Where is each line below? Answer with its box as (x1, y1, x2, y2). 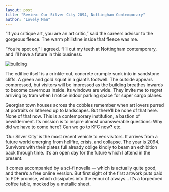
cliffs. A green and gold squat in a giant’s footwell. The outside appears (5, 76, 153, 83)
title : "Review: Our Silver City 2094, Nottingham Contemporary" (5, 12, 145, 17)
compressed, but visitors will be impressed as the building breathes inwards (5, 82, 163, 88)
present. (5, 155, 23, 161)
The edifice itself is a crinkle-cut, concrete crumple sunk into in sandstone (5, 71, 160, 77)
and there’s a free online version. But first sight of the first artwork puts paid (5, 170, 163, 176)
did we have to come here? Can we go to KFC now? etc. (5, 124, 122, 130)
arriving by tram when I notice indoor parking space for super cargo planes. (5, 92, 163, 99)
